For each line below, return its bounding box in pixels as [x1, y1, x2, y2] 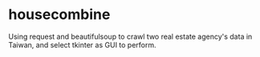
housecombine [8, 6, 111, 24]
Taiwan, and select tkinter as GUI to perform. [8, 40, 156, 49]
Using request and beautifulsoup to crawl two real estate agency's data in [8, 32, 253, 41]
